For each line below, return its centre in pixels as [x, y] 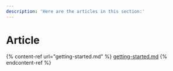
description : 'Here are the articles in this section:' [75, 11]
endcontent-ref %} [29, 62]
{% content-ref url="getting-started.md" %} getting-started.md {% [87, 56]
